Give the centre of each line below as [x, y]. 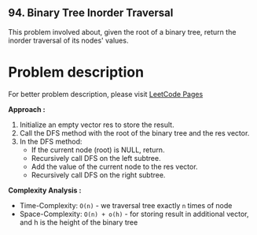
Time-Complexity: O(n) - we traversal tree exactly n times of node [126, 205]
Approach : [27, 109]
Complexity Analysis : [45, 190]
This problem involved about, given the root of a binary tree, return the [122, 32]
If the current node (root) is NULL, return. [98, 150]
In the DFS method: [51, 141]
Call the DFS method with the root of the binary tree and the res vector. [134, 132]
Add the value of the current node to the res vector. [114, 166]
